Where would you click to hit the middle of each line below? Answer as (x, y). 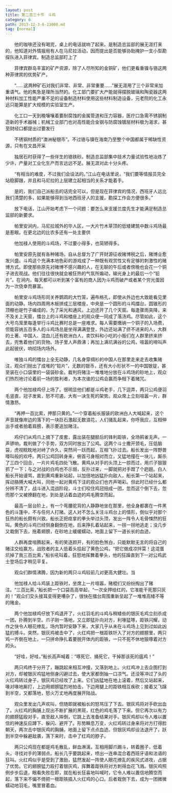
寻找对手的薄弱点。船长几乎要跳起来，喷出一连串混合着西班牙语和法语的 (90, 753)
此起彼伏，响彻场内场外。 (32, 349)
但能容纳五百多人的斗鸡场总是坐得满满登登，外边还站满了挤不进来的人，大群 (86, 330)
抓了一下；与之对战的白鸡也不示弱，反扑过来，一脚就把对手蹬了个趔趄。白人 (86, 469)
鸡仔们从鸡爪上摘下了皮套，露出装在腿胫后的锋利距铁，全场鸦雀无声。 (88, 437)
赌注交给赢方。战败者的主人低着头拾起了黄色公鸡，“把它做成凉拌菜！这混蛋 (85, 549)
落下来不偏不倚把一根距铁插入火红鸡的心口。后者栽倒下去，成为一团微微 (90, 779)
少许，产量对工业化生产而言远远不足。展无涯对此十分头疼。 (68, 163)
